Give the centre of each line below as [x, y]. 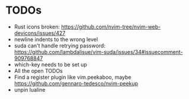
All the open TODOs [38, 71]
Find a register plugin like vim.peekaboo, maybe [73, 77]
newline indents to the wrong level [56, 39]
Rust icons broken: [37, 27]
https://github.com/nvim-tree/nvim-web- [111, 27]
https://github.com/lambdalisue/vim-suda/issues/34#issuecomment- [98, 52]
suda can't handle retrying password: [60, 46]
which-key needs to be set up [50, 64]
